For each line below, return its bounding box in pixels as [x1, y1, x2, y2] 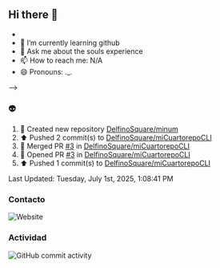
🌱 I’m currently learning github [19, 38, 120, 47]
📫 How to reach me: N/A [19, 55, 103, 65]
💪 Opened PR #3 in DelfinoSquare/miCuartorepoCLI [19, 150, 190, 160]
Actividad [8, 232, 47, 243]
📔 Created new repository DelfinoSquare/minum [19, 124, 178, 134]
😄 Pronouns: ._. [19, 67, 73, 76]
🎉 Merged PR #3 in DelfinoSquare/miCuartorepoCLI [19, 141, 190, 151]
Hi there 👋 [8, 8, 58, 22]
